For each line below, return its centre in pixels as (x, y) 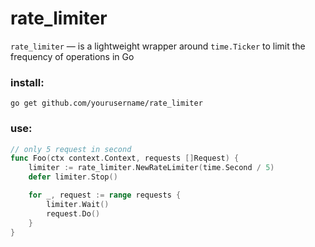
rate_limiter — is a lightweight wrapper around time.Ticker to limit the (158, 46)
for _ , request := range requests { (105, 195)
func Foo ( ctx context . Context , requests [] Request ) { (125, 158)
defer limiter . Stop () (73, 177)
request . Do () (73, 213)
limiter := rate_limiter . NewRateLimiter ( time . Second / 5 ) (151, 168)
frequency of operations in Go (72, 56)
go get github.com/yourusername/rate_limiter (106, 103)
